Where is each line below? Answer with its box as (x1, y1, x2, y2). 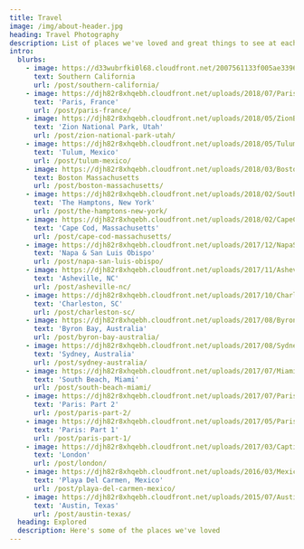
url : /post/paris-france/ (33, 106, 131, 115)
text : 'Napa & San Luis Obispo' (33, 249, 156, 258)
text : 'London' (33, 450, 91, 459)
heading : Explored (17, 517, 88, 527)
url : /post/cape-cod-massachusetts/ (33, 232, 172, 241)
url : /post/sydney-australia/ (33, 358, 147, 367)
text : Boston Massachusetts (33, 173, 140, 182)
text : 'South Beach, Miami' (33, 374, 140, 384)
